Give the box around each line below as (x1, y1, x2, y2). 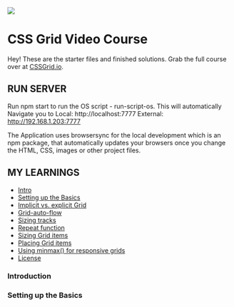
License (17, 254, 41, 262)
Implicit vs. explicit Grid (17, 200, 87, 209)
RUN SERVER (7, 83, 67, 95)
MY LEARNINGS (7, 167, 80, 179)
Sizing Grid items (17, 231, 68, 239)
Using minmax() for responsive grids (17, 246, 126, 254)
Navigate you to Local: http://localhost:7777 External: (7, 109, 164, 118)
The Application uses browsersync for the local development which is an (7, 130, 221, 139)
